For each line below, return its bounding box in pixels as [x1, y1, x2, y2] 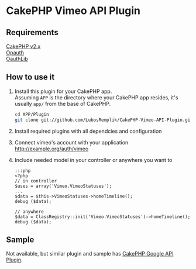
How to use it [6, 72, 55, 82]
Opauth [6, 49, 25, 56]
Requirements [6, 27, 59, 37]
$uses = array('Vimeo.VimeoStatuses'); [14, 183, 112, 189]
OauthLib [6, 56, 28, 62]
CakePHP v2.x [6, 43, 41, 50]
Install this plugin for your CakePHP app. [14, 88, 112, 95]
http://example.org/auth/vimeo [14, 145, 89, 152]
